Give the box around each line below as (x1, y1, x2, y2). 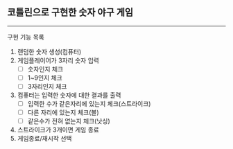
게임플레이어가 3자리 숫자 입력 (17, 56, 99, 64)
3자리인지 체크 (27, 82, 67, 90)
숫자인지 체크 (27, 64, 64, 73)
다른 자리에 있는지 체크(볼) (27, 108, 99, 116)
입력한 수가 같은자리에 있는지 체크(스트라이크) (27, 100, 151, 107)
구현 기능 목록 (7, 33, 45, 41)
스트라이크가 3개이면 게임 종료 (17, 125, 99, 134)
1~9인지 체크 (27, 73, 62, 82)
